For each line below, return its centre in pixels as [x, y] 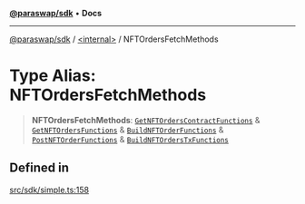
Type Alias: [53, 76]
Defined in [39, 168]
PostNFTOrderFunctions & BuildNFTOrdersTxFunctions [130, 139]
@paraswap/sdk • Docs [56, 13]
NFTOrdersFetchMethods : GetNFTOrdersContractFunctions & [146, 120]
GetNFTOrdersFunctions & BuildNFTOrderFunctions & [128, 130]
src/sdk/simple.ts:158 [49, 189]
